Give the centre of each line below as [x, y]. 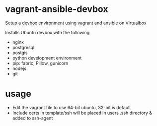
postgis [20, 53]
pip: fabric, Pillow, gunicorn [40, 63]
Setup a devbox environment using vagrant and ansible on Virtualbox [76, 23]
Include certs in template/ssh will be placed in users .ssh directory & [82, 113]
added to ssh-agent [33, 118]
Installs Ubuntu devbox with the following [47, 32]
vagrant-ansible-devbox [57, 9]
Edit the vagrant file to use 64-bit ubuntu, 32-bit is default [72, 107]
